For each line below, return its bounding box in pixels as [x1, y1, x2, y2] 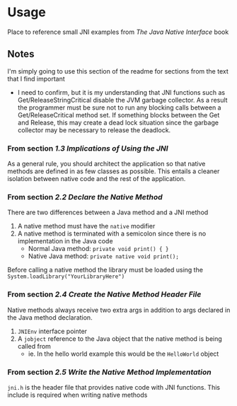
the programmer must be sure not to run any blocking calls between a [17, 103, 221, 112]
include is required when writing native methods [7, 390, 148, 399]
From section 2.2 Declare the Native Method [7, 192, 163, 202]
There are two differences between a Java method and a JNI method [7, 208, 209, 216]
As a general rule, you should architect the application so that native [7, 160, 206, 168]
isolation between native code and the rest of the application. [7, 175, 186, 183]
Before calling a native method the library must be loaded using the [7, 266, 204, 274]
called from [17, 342, 52, 350]
